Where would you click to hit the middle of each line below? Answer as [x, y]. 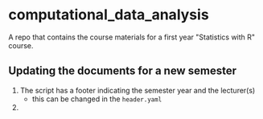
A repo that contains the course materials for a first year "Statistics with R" [132, 37]
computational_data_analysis [109, 15]
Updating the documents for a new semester [123, 71]
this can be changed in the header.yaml [97, 99]
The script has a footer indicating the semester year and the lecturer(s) [138, 90]
